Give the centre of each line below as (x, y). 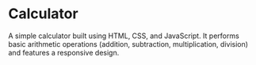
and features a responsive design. (64, 52)
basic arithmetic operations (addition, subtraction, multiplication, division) (128, 44)
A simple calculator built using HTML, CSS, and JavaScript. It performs (124, 36)
